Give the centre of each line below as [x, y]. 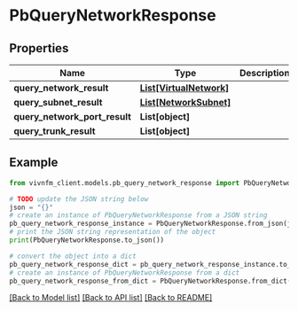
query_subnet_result [58, 102]
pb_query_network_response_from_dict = [83, 281]
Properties [39, 48]
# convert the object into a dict [73, 256]
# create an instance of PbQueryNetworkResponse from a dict [125, 272]
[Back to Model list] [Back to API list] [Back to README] [111, 298]
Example [34, 163]
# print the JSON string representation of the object [113, 232]
